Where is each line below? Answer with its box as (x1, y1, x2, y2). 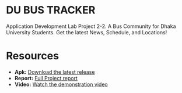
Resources (6, 49, 60, 63)
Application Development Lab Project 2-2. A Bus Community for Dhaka (6, 23, 176, 30)
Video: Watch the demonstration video (14, 81, 108, 88)
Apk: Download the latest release (14, 68, 95, 76)
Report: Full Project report (14, 74, 78, 81)
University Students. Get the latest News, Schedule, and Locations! (6, 28, 167, 35)
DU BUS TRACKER (6, 3, 96, 17)
